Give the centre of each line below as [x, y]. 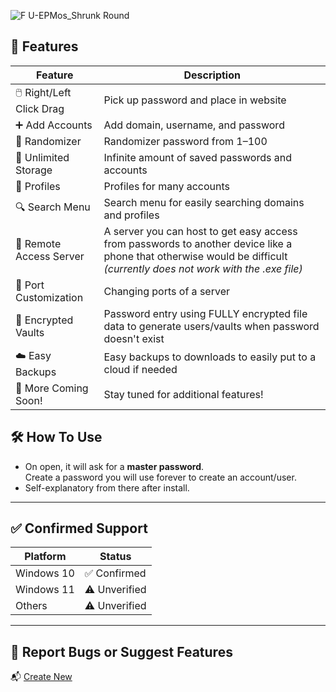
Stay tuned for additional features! [183, 394]
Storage [34, 170]
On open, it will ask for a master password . [114, 466]
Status [115, 557]
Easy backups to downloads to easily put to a [210, 357]
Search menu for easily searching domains [204, 202]
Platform [45, 557]
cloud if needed [140, 370]
